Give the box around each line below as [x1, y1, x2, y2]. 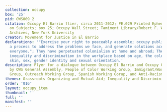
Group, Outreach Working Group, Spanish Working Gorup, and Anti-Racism [9, 72, 164, 77]
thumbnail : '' [5, 90, 35, 95]
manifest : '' [5, 100, 32, 105]
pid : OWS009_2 [5, 16, 35, 21]
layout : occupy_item [5, 85, 48, 91]
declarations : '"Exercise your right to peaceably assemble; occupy [5, 40, 150, 45]
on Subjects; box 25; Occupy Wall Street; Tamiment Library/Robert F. [9, 26, 159, 31]
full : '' [5, 95, 23, 100]
